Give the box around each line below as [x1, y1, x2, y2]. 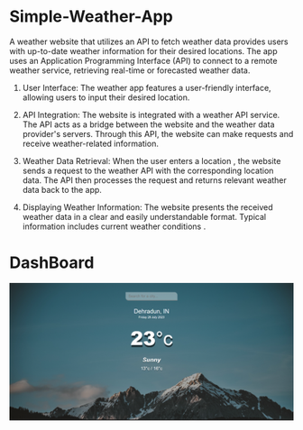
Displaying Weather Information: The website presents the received [22, 201, 273, 213]
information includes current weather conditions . [22, 221, 207, 232]
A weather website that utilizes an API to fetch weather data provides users [9, 36, 289, 47]
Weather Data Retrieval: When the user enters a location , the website [22, 155, 281, 166]
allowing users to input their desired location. [22, 92, 190, 103]
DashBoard [9, 252, 95, 273]
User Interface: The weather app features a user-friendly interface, [22, 82, 272, 93]
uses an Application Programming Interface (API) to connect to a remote [9, 55, 278, 66]
